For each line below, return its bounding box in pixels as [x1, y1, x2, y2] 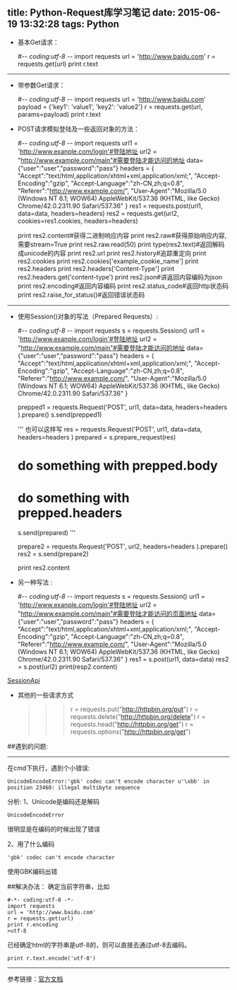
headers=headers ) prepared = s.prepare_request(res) [17, 432, 176, 441]
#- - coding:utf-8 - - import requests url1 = [17, 139, 139, 147]
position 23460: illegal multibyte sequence [7, 784, 140, 791]
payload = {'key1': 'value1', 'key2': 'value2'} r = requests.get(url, [17, 102, 203, 111]
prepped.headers [17, 505, 122, 522]
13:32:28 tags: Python [19, 18, 120, 30]
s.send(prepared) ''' [17, 528, 76, 536]
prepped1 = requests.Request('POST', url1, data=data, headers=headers [17, 403, 228, 411]
